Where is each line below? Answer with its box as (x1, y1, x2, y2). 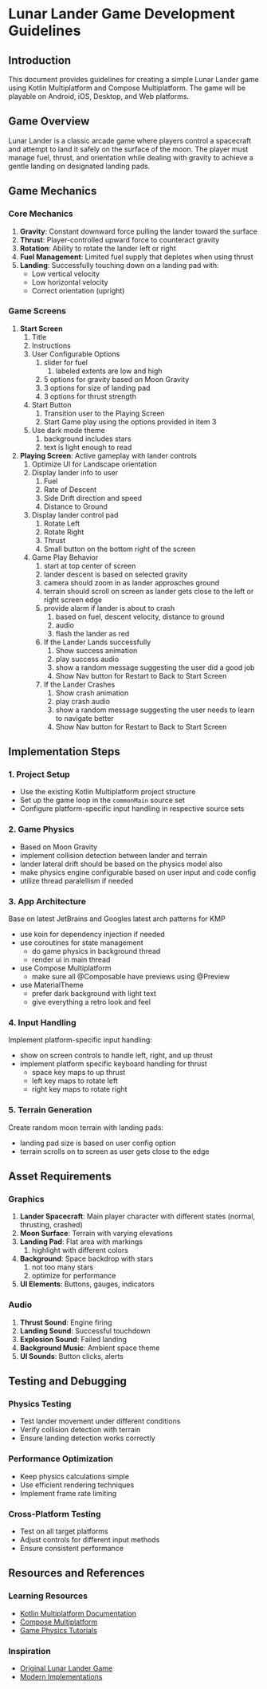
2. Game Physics (8, 824, 75, 835)
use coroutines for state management (19, 938, 143, 947)
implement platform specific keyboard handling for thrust (19, 1059, 207, 1069)
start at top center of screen (43, 561, 136, 570)
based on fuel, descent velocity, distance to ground (55, 612, 225, 621)
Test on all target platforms (19, 1526, 109, 1536)
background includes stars (43, 434, 132, 443)
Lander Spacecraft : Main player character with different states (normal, (19, 1211, 256, 1221)
